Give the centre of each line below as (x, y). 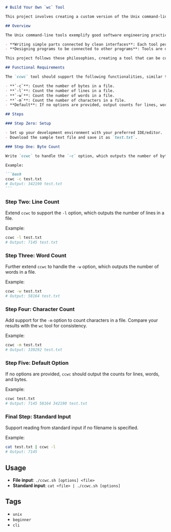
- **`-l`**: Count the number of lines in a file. (60, 91)
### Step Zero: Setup (28, 124)
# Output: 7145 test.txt (32, 242)
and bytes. (17, 380)
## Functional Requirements (35, 68)
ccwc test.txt (20, 399)
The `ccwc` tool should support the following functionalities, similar (84, 77)
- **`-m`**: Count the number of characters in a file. (66, 100)
